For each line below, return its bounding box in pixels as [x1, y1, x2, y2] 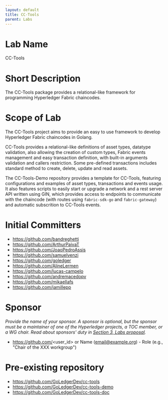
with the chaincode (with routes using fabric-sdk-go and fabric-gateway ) [5, 197, 157, 203]
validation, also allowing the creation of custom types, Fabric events [5, 149, 146, 155]
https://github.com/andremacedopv [12, 274, 87, 280]
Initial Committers [5, 219, 81, 231]
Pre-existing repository [5, 362, 104, 373]
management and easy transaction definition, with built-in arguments [5, 154, 148, 161]
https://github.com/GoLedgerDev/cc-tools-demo [12, 384, 114, 390]
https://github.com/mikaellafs [12, 279, 74, 285]
